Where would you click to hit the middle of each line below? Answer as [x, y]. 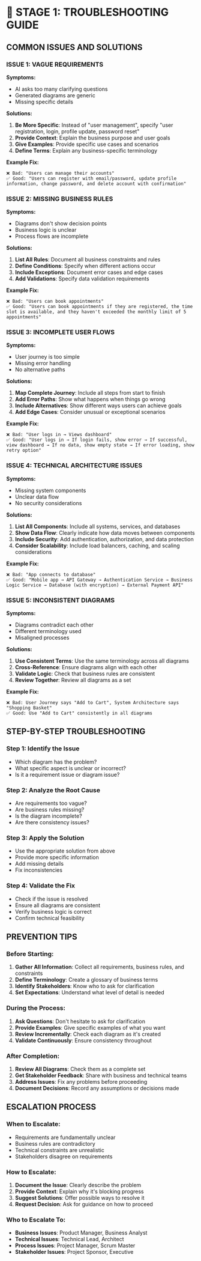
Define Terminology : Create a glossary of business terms [86, 980]
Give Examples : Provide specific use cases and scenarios [87, 144]
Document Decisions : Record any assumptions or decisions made [97, 1088]
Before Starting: [30, 953]
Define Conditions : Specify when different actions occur [85, 266]
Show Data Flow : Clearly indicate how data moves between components [105, 533]
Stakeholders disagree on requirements [64, 1156]
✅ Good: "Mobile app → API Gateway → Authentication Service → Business [100, 580]
